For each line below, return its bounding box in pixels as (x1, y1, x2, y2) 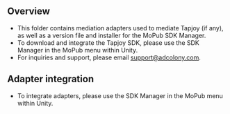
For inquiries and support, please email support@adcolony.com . (17, 53, 202, 61)
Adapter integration (7, 73, 95, 85)
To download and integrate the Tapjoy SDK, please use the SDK (17, 38, 199, 47)
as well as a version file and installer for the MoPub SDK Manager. (17, 31, 206, 39)
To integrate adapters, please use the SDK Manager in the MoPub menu (17, 91, 224, 99)
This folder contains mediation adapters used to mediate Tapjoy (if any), (17, 23, 224, 32)
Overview (7, 6, 51, 17)
